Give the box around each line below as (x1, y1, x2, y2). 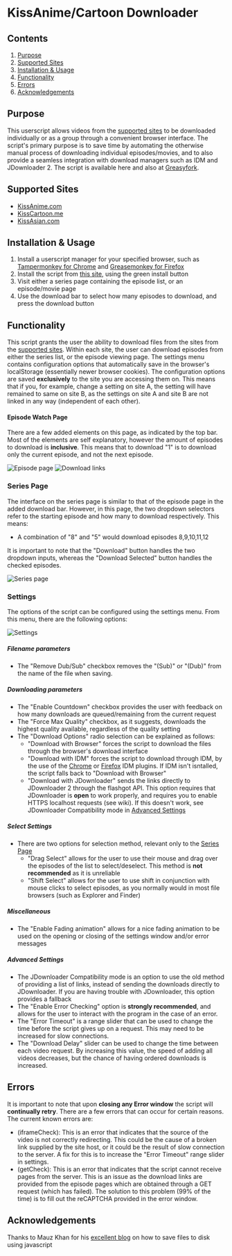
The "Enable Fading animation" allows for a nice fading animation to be (17, 924, 220, 932)
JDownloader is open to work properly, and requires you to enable (27, 791, 217, 800)
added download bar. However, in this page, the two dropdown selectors (7, 504, 215, 513)
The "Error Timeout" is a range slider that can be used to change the (17, 1016, 213, 1025)
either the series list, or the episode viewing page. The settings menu (7, 353, 205, 361)
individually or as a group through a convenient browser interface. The (7, 133, 208, 142)
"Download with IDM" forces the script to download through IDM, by (27, 754, 223, 762)
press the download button (17, 299, 95, 308)
